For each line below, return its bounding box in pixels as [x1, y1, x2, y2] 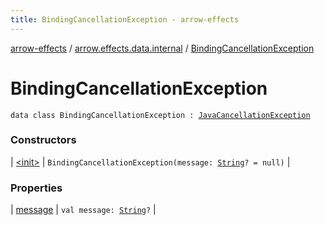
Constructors [10, 133, 77, 147]
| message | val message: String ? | [10, 204, 157, 216]
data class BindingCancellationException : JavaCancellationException [10, 110, 311, 120]
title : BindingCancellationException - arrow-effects [10, 14, 240, 25]
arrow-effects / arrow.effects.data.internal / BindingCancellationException [10, 42, 315, 54]
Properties [10, 181, 63, 195]
